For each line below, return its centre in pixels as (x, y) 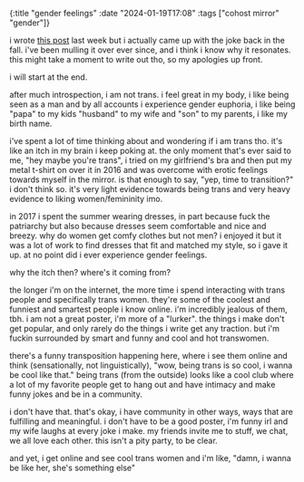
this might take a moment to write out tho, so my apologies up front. (136, 59)
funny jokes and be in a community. (76, 394)
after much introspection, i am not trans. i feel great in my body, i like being (149, 95)
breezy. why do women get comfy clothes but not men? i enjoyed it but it (146, 236)
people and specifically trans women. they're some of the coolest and (140, 299)
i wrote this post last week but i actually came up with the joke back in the (147, 40)
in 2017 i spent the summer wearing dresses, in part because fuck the (140, 216)
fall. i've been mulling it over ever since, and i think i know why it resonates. (150, 50)
